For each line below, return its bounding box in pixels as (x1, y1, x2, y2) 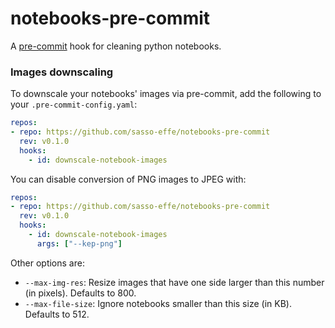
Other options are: (10, 257, 85, 269)
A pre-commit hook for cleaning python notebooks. (10, 40, 222, 52)
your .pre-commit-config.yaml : (10, 98, 138, 111)
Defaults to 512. (24, 308, 90, 320)
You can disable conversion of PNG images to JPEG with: (10, 173, 247, 185)
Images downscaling (10, 65, 114, 79)
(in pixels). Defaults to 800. (24, 287, 137, 299)
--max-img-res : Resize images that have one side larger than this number (24, 276, 325, 288)
